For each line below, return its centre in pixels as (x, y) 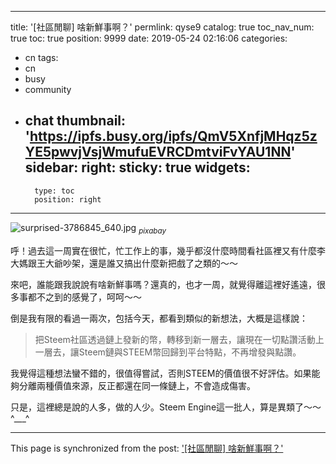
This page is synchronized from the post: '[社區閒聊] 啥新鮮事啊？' (147, 448)
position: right (68, 199)
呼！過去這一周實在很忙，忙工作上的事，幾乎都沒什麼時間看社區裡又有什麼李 (168, 250)
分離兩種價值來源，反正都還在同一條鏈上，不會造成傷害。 (137, 385)
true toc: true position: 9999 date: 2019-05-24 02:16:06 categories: (149, 38)
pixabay (152, 231)
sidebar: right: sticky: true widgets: (137, 167)
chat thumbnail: (75, 121)
